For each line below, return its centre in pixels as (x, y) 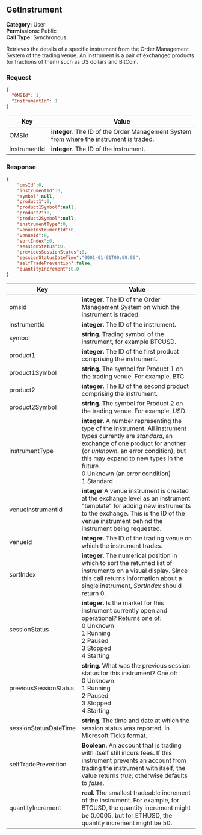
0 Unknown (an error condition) (126, 474)
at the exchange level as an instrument (136, 498)
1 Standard (97, 481)
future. (91, 466)
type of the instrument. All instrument (134, 428)
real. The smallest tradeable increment (136, 793)
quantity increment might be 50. (127, 823)
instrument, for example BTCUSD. (129, 342)
